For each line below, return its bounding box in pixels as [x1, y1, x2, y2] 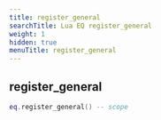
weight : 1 [9, 29, 46, 38]
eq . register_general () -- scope [9, 102, 128, 111]
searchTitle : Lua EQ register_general [9, 21, 152, 30]
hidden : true [9, 37, 57, 47]
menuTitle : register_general [9, 46, 117, 55]
